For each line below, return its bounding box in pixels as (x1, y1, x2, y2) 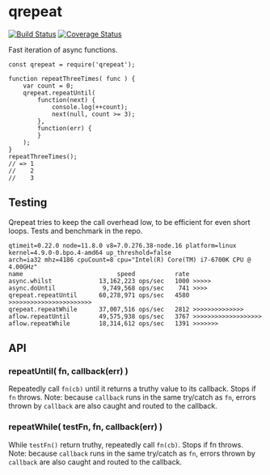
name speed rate (8, 269, 190, 278)
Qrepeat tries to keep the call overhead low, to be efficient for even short (8, 217, 251, 227)
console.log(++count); (51, 103, 129, 111)
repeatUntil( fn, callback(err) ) (8, 366, 129, 377)
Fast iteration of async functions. (8, 45, 119, 54)
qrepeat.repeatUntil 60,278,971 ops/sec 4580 (8, 291, 190, 299)
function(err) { (37, 124, 92, 132)
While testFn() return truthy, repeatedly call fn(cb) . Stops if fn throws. (8, 439, 244, 449)
